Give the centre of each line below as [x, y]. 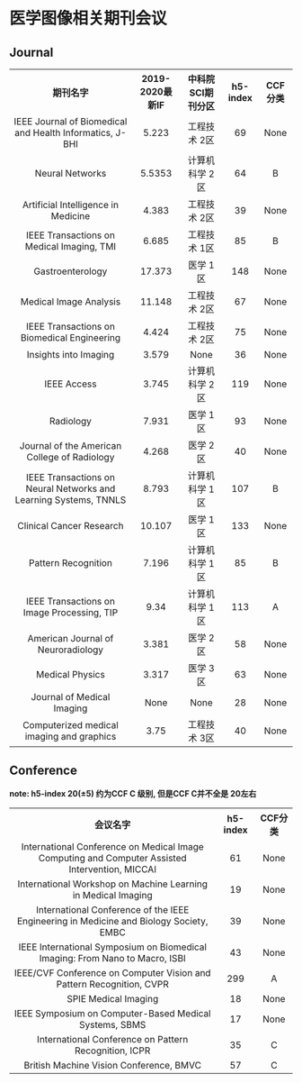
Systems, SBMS [113, 1024]
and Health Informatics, [64, 133]
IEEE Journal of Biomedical [71, 121]
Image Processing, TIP [71, 612]
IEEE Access [71, 384]
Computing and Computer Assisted [112, 858]
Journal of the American [71, 446]
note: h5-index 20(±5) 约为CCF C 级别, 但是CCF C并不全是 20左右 [133, 793]
